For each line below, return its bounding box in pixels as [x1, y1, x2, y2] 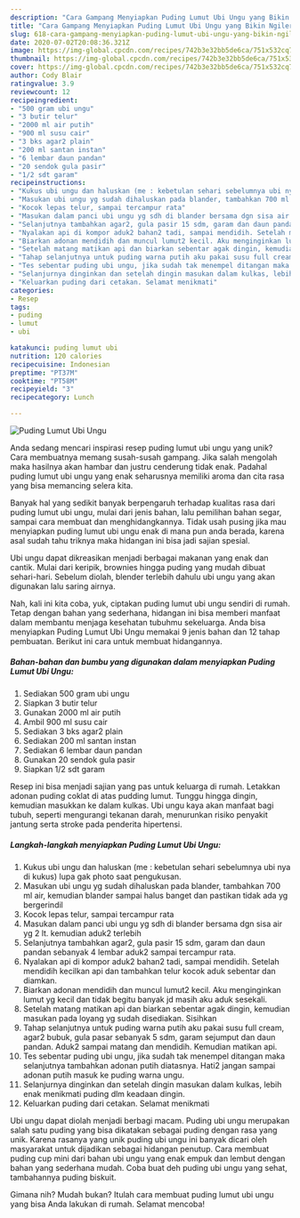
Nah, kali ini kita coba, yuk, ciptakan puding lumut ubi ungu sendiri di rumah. [10, 598, 290, 609]
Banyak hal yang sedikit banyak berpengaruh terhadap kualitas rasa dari [10, 497, 275, 508]
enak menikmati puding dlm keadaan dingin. [22, 1088, 185, 1099]
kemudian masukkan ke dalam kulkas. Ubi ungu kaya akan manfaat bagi [10, 800, 274, 811]
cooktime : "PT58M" [10, 376, 78, 385]
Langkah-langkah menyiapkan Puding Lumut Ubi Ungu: [10, 839, 222, 850]
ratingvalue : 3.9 [10, 79, 75, 88]
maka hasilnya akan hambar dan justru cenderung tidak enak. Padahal [10, 462, 268, 472]
